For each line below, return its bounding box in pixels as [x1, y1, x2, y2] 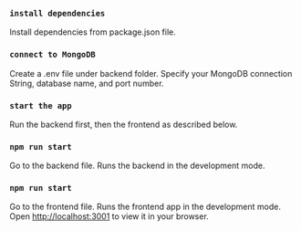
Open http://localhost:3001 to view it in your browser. [9, 211, 210, 222]
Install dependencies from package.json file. [9, 26, 176, 37]
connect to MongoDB [9, 49, 96, 60]
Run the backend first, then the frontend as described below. [9, 119, 238, 130]
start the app [9, 100, 72, 110]
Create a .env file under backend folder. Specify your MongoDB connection [9, 68, 293, 79]
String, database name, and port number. [9, 78, 164, 89]
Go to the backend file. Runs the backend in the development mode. [9, 160, 265, 172]
